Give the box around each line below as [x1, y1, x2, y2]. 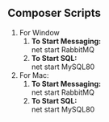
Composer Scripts [7, 6, 102, 20]
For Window [19, 27, 60, 37]
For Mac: [19, 70, 49, 79]
